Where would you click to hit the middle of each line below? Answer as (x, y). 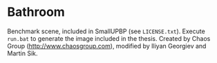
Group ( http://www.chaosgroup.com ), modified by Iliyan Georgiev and (107, 46)
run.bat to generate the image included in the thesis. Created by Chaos (109, 38)
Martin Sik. (22, 53)
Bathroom (36, 12)
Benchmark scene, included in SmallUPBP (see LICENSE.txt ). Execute (106, 31)
